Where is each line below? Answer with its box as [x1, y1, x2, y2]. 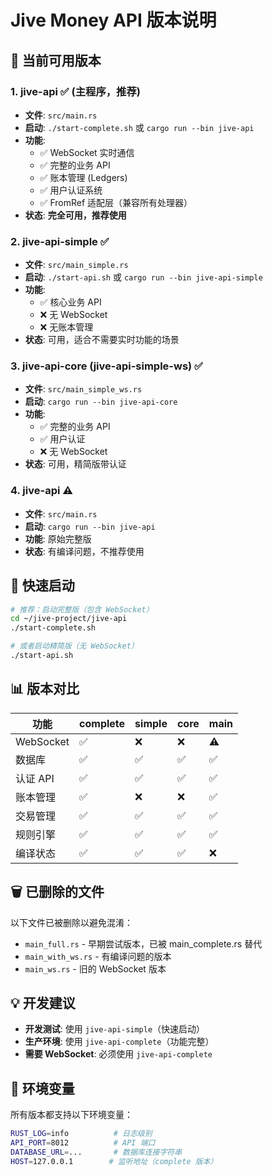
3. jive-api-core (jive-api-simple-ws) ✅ [10, 359, 203, 373]
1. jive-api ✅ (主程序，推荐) [10, 84, 141, 98]
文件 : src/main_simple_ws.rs [24, 383, 143, 395]
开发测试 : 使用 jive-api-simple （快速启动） [24, 1023, 206, 1035]
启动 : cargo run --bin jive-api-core [24, 396, 178, 408]
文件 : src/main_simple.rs [24, 259, 129, 271]
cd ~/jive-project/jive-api [10, 614, 128, 624]
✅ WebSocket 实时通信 [39, 146, 135, 158]
